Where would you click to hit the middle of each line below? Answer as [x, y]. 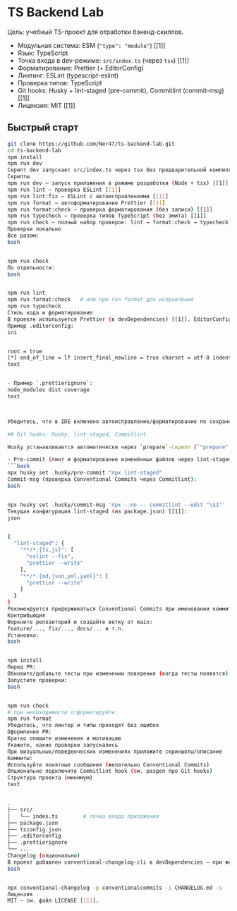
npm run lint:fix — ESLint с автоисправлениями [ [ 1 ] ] [88, 196]
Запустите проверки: [38, 680]
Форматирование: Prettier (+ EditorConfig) [81, 68]
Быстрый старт [43, 128]
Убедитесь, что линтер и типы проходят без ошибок [83, 726]
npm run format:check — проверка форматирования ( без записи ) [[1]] [110, 209]
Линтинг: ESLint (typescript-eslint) [68, 75]
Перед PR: [22, 667]
